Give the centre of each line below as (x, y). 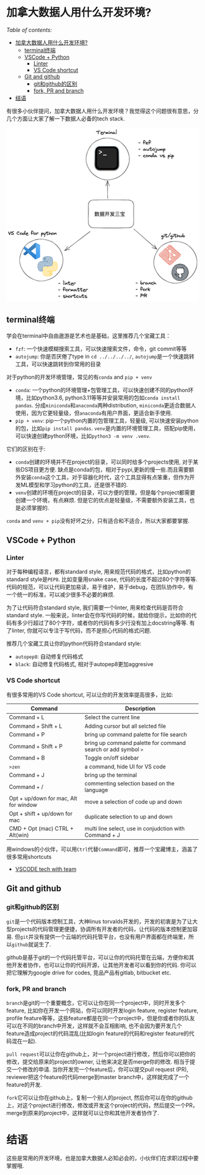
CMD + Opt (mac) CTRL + (41, 828)
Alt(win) (19, 835)
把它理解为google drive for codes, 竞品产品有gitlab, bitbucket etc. (89, 973)
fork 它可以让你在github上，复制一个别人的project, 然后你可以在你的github (100, 1098)
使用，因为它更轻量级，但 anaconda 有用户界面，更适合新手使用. (94, 413)
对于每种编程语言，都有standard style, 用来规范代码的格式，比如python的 (99, 572)
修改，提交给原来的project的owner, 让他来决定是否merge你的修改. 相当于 (98, 1062)
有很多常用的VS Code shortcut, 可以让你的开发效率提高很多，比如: (90, 694)
